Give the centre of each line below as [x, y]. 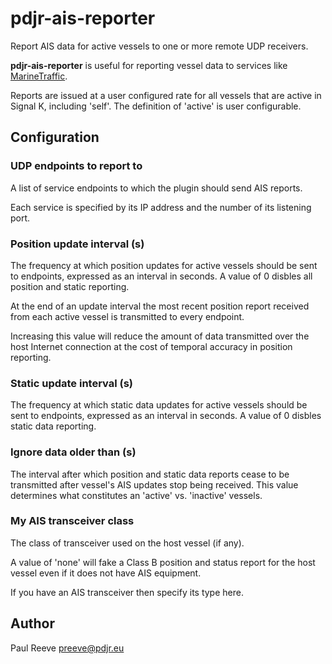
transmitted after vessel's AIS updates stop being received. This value [154, 484]
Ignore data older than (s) [73, 452]
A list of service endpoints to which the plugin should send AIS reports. [156, 188]
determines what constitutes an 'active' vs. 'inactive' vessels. [136, 495]
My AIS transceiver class [72, 521]
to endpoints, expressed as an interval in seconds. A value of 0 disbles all [161, 276]
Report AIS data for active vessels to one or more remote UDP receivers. [159, 46]
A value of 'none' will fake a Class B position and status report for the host [163, 562]
